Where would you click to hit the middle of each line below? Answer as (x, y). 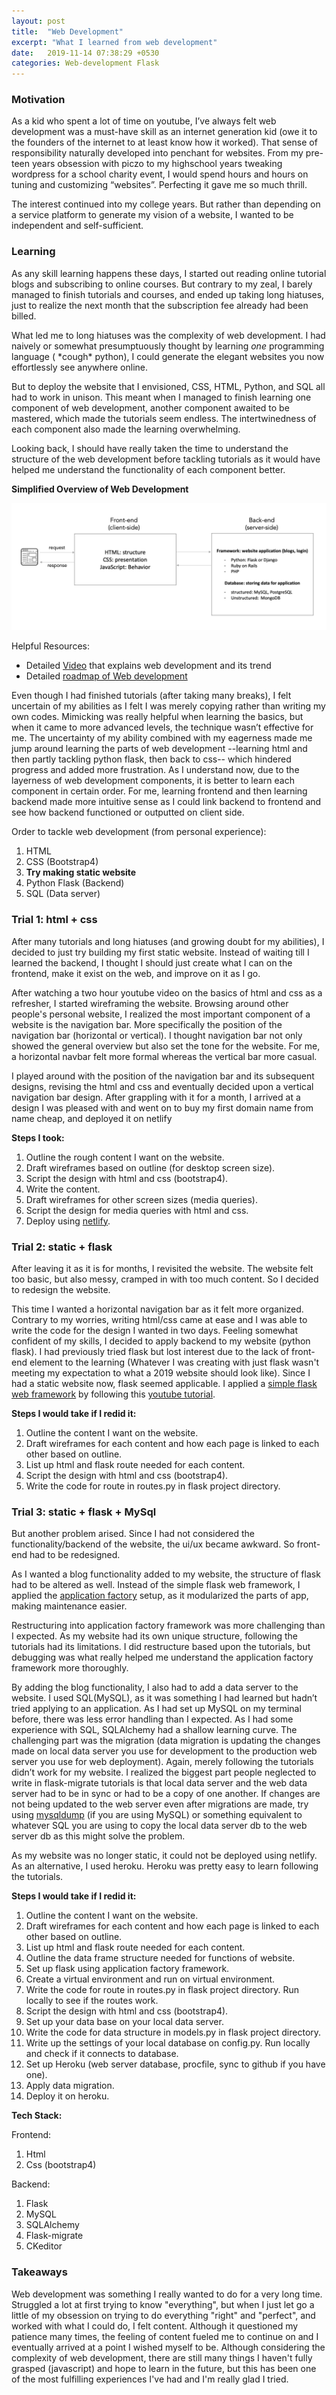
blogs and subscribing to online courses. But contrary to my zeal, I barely (162, 284)
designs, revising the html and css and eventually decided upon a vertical (162, 1086)
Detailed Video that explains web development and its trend (148, 666)
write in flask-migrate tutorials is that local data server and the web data (159, 1783)
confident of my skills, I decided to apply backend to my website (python (161, 1341)
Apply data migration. (70, 2086)
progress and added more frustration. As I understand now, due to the (155, 770)
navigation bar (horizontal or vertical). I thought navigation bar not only (157, 1035)
